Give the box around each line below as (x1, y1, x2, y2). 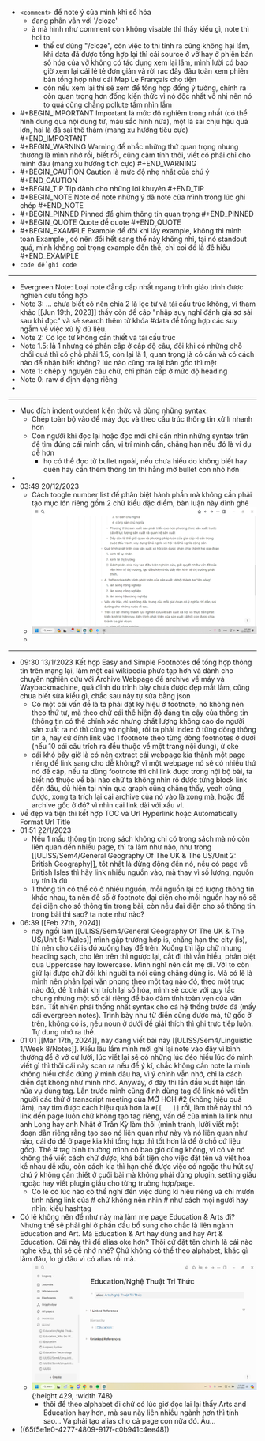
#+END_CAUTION (19, 176, 78, 185)
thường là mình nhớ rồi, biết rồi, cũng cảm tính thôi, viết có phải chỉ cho (19, 150, 251, 160)
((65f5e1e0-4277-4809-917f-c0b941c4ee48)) (19, 1424, 170, 1434)
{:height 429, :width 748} (31, 1390, 113, 1400)
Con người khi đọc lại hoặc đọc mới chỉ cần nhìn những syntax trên (31, 431, 249, 441)
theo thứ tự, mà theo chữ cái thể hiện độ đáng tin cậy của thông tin (31, 708, 248, 717)
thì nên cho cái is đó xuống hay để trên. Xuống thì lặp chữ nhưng (31, 944, 242, 953)
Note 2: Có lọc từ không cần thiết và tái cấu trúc (19, 333, 176, 342)
